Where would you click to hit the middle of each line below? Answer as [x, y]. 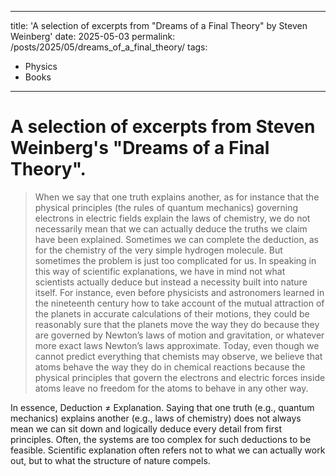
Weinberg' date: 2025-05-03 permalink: [93, 36]
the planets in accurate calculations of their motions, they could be [172, 313]
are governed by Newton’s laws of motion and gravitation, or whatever [179, 335]
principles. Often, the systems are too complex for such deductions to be [161, 439]
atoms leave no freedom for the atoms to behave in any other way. [171, 388]
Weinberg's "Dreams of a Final [140, 148]
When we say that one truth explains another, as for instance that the [177, 197]
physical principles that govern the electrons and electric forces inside [180, 377]
